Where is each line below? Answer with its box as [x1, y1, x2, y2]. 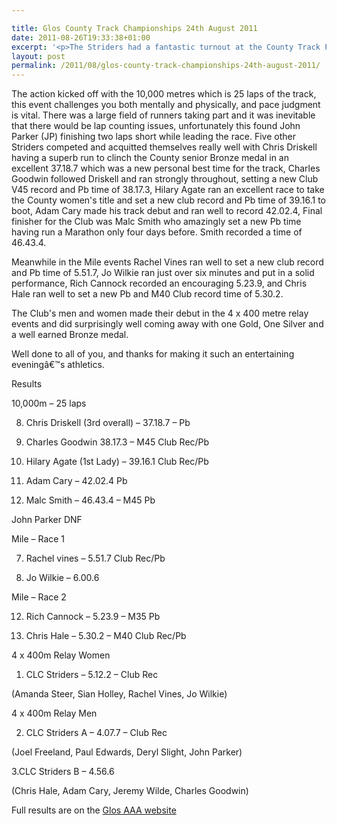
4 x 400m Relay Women [11, 649, 111, 661]
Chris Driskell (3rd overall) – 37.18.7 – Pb [25, 417, 191, 429]
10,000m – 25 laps [11, 397, 87, 410]
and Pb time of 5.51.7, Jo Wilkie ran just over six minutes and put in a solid [11, 267, 315, 279]
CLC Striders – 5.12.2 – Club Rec [25, 669, 159, 681]
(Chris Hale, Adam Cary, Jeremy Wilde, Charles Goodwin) [11, 785, 249, 797]
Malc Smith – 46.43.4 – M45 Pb [25, 494, 156, 506]
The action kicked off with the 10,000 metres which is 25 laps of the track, [11, 88, 317, 100]
